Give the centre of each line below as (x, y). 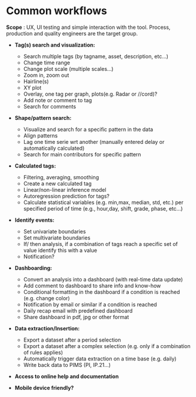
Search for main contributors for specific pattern (82, 154)
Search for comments (50, 106)
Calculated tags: (35, 166)
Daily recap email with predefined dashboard (78, 310)
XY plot (32, 87)
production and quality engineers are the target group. (72, 33)
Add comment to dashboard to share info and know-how (92, 286)
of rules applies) (43, 352)
